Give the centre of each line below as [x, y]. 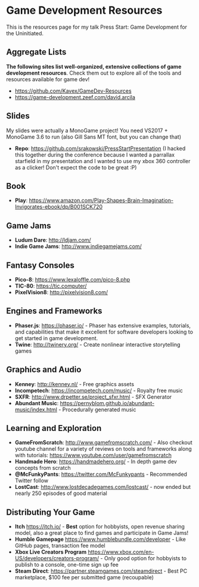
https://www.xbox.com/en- [121, 552]
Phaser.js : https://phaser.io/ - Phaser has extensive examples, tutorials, [103, 325]
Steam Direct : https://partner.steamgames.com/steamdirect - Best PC [101, 571]
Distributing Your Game [51, 512]
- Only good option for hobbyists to [144, 558]
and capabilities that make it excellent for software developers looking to [104, 332]
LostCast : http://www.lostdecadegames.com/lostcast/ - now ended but [103, 487]
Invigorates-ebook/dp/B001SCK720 [59, 207]
